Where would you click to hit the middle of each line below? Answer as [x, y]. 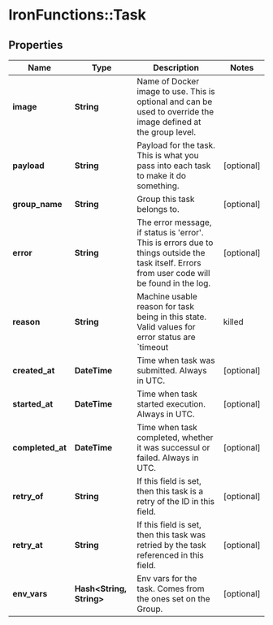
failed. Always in [168, 458]
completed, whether [175, 437]
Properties [36, 45]
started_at [33, 404]
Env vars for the [167, 578]
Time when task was [176, 360]
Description [176, 68]
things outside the [171, 253]
